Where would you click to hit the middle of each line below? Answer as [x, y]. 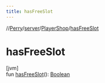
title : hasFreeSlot [30, 11]
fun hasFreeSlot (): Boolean [38, 74]
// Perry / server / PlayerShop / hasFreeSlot [52, 28]
